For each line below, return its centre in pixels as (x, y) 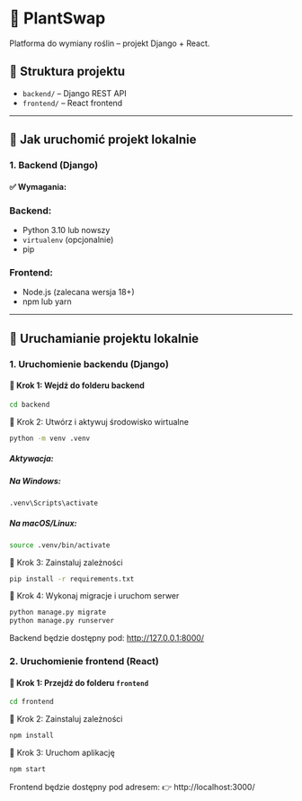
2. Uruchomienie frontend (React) (84, 661)
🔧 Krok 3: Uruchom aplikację (62, 753)
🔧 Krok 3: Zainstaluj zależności (66, 562)
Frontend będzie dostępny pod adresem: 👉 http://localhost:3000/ (132, 787)
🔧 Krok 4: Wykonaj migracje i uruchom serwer (94, 596)
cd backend (30, 404)
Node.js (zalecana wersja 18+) (78, 292)
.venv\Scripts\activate (54, 503)
